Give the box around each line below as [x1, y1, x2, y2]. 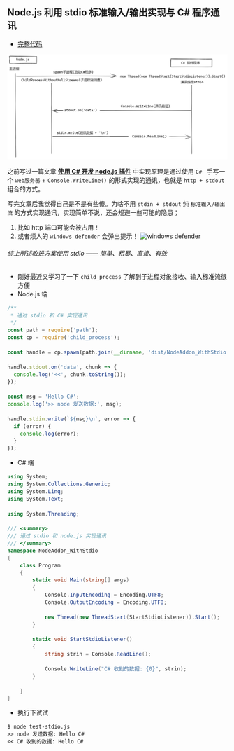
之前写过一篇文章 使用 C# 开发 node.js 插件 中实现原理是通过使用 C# [7, 167, 203, 175]
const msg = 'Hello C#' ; [7, 393, 80, 401]
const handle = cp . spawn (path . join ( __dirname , [7, 349, 145, 356]
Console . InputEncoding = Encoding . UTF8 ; [44, 591, 164, 599]
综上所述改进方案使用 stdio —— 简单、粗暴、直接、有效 [7, 249, 168, 258]
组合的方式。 [7, 184, 44, 193]
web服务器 [15, 177, 41, 184]
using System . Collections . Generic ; [7, 481, 111, 488]
